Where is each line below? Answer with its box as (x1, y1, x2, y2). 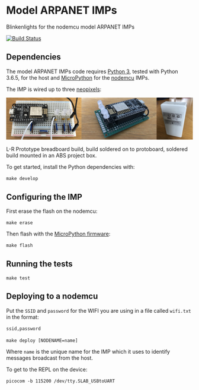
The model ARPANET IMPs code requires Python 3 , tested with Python (6, 68, 179, 75)
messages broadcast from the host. (6, 354, 94, 361)
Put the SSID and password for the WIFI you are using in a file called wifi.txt (6, 307, 191, 314)
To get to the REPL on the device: (6, 366, 88, 373)
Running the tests (6, 259, 73, 269)
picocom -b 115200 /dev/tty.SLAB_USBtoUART (6, 378, 115, 384)
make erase (6, 220, 33, 226)
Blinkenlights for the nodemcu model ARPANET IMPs (6, 23, 135, 30)
